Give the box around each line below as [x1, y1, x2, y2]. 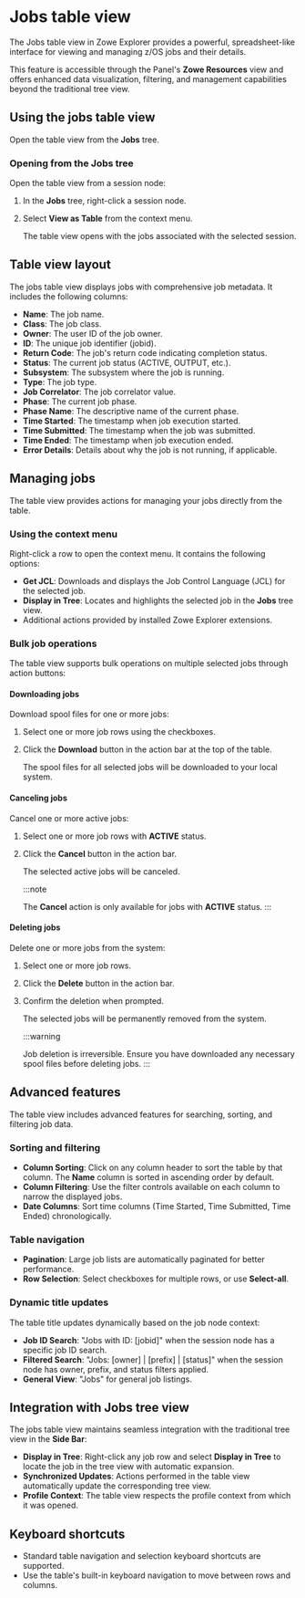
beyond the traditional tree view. [9, 83, 130, 94]
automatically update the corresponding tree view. [22, 1480, 212, 1491]
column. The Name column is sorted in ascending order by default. [22, 1171, 275, 1183]
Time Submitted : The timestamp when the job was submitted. [22, 424, 256, 435]
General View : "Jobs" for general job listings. [22, 1373, 193, 1384]
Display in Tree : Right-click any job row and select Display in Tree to [22, 1451, 281, 1462]
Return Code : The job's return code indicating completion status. [22, 347, 268, 358]
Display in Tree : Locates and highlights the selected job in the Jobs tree [22, 595, 294, 606]
